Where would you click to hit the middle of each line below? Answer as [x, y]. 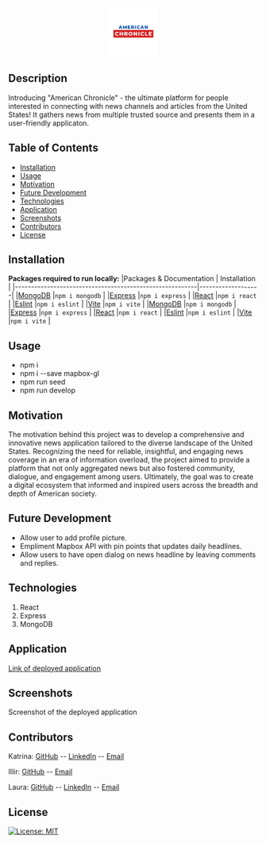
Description [38, 78]
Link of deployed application [55, 668]
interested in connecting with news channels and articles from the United [128, 106]
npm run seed [42, 382]
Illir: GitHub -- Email [40, 771]
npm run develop [48, 390]
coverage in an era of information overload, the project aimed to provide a [129, 460]
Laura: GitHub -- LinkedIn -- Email [64, 787]
